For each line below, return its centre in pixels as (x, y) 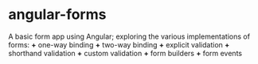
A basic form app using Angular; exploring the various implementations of (129, 36)
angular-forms (57, 15)
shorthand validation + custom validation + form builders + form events (125, 53)
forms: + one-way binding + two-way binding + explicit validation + (119, 44)
